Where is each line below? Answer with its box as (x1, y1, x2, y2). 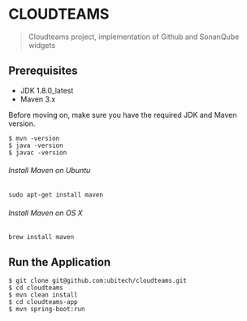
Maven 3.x (19, 94, 56, 104)
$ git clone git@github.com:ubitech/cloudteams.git (8, 276, 187, 284)
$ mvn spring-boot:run (8, 305, 85, 313)
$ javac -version (8, 148, 67, 157)
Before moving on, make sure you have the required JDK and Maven (8, 110, 237, 119)
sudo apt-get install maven (8, 190, 104, 199)
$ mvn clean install (8, 290, 79, 299)
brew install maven (8, 233, 75, 241)
